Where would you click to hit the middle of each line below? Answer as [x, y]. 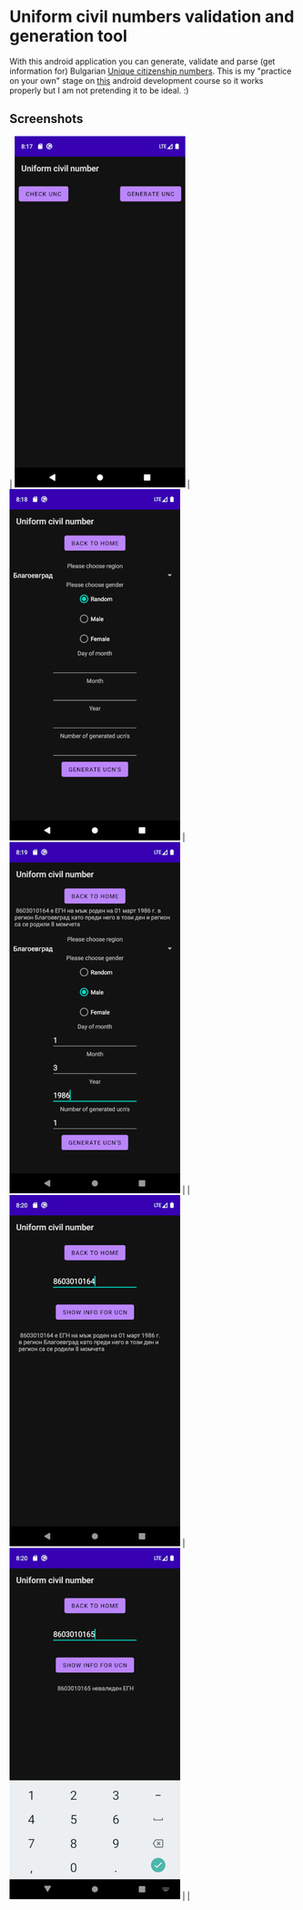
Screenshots [46, 119]
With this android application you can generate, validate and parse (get [142, 61]
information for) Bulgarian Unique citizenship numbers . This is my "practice [151, 71]
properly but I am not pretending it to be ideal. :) [99, 90]
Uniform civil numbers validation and [152, 17]
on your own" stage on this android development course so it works [136, 80]
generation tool [68, 36]
